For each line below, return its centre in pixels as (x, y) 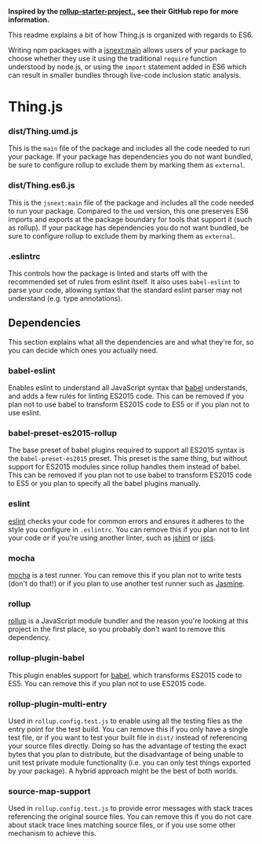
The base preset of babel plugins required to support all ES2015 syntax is (127, 450)
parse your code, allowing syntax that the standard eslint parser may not (125, 290)
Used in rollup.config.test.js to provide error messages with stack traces (131, 809)
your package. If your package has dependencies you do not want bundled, (131, 157)
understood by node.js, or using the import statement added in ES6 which (127, 67)
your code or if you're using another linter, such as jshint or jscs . (112, 538)
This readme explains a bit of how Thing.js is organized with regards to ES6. (131, 35)
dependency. (29, 638)
